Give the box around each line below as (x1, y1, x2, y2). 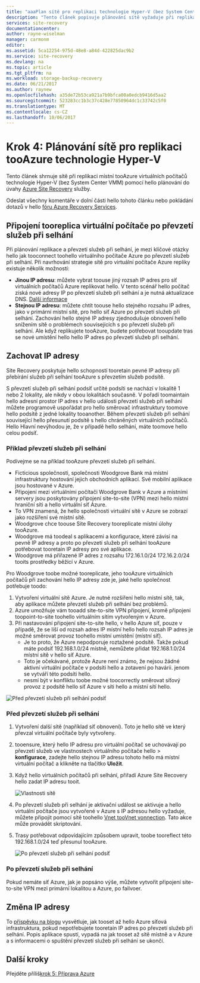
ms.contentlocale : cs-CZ (6, 109, 68, 115)
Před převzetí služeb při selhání (6, 710, 99, 718)
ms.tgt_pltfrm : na (6, 70, 52, 76)
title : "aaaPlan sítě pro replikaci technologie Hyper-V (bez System (6, 8, 183, 15)
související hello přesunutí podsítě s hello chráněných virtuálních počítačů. (6, 416, 189, 423)
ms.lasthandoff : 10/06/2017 (6, 114, 76, 120)
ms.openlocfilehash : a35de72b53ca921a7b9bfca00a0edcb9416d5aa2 (6, 92, 167, 98)
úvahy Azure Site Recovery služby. (6, 185, 92, 193)
